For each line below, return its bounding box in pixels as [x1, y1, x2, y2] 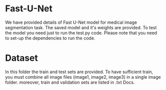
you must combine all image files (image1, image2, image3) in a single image [5, 74, 161, 80]
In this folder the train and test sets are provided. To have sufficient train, [5, 69, 153, 75]
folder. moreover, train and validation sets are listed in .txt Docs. [5, 79, 135, 85]
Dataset [5, 52, 38, 64]
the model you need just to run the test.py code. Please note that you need [5, 30, 157, 36]
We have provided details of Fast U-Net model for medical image [5, 19, 137, 25]
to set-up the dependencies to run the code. [5, 35, 95, 41]
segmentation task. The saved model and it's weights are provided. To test [5, 24, 157, 30]
